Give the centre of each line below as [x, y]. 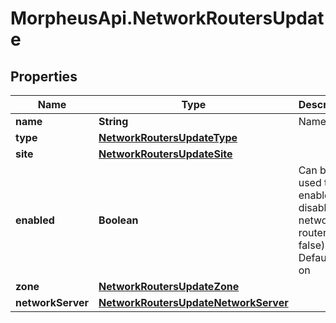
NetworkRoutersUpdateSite [165, 154]
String [113, 121]
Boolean [118, 220]
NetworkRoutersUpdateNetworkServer [193, 302]
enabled [35, 220]
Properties [44, 76]
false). [313, 245]
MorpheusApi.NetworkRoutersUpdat [167, 18]
